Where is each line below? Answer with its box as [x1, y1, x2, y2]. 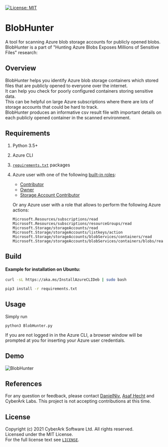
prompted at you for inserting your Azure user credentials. [5, 337, 125, 343]
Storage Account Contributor [20, 192, 80, 198]
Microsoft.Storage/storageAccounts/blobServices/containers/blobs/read [12, 239, 165, 244]
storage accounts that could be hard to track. [5, 104, 99, 110]
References [5, 379, 42, 388]
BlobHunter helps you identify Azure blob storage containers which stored [5, 77, 159, 83]
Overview [5, 64, 37, 73]
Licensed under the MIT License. [5, 431, 73, 437]
